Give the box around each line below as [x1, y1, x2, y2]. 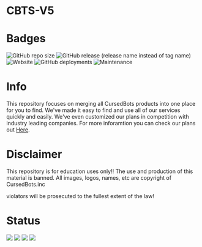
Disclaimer [6, 147, 62, 161]
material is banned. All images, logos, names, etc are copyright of [6, 174, 172, 181]
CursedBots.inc [6, 181, 45, 188]
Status [6, 214, 41, 228]
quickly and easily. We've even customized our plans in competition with [6, 113, 190, 120]
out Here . [6, 126, 31, 133]
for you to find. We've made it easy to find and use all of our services [6, 106, 181, 114]
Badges [6, 32, 46, 46]
